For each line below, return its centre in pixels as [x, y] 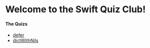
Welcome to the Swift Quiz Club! [76, 9]
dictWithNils [25, 41]
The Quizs [16, 23]
